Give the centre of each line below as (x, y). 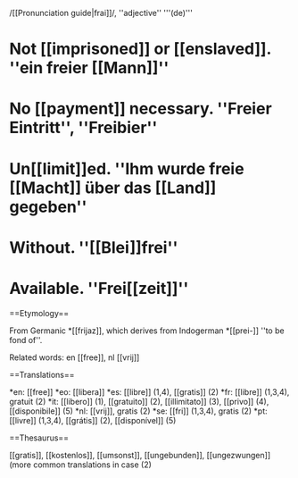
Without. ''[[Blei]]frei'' (94, 247)
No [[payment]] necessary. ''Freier (141, 109)
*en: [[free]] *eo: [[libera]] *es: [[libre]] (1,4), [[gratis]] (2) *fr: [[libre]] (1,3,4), (149, 391)
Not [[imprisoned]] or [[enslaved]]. (141, 49)
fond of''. (26, 340)
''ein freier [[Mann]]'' (89, 68)
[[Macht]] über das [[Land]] (113, 188)
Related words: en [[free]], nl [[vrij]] (74, 357)
